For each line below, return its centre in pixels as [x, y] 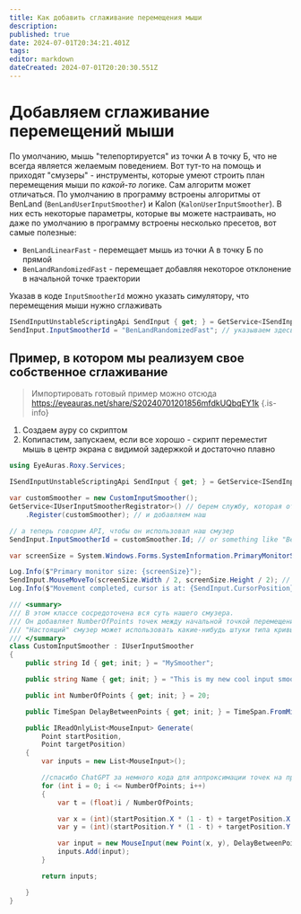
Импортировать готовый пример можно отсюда [124, 394]
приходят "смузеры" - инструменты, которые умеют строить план [137, 175]
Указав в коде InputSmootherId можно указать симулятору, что [129, 295]
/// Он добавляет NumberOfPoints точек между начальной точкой [130, 621]
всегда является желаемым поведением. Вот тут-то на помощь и [135, 165]
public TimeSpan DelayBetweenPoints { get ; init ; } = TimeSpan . [148, 712]
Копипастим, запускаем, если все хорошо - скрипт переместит [145, 440]
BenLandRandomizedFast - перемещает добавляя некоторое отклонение [157, 268]
